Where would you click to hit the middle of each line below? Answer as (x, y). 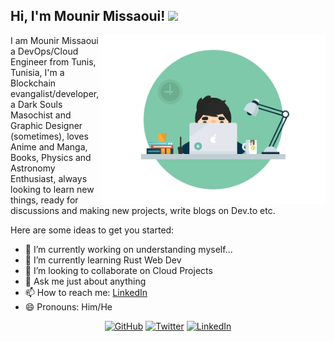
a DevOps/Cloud (44, 51)
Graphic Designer (46, 125)
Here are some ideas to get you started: (92, 230)
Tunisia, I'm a (37, 72)
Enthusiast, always (49, 178)
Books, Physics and (51, 157)
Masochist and (41, 115)
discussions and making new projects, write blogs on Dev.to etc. (143, 210)
